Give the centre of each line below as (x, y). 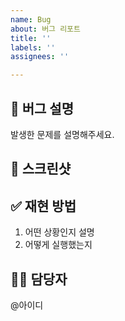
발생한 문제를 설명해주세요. (62, 134)
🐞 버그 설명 (42, 108)
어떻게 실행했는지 (58, 245)
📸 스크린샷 (41, 169)
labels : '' (33, 47)
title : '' (31, 38)
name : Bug (31, 19)
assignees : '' (40, 57)
